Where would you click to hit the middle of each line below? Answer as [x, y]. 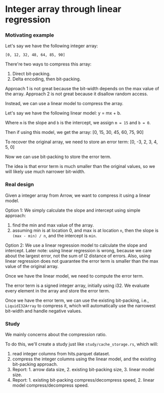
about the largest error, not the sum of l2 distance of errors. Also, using [78, 256]
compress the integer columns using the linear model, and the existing [84, 359]
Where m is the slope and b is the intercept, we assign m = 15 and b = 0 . [78, 123]
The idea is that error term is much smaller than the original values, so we [80, 167]
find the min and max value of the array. [53, 225]
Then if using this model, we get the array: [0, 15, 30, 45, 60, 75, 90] [74, 132]
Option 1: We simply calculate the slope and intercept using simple [73, 210]
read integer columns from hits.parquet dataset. [61, 354]
